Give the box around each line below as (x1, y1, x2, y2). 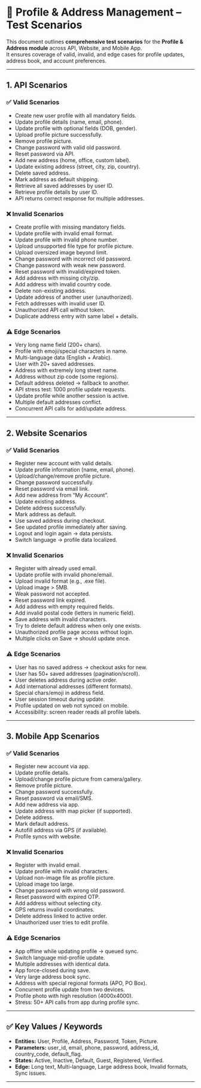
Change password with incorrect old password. (14, 255, 132, 262)
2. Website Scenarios (6, 428, 88, 438)
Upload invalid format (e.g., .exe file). (14, 577, 106, 585)
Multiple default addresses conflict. (14, 398, 103, 406)
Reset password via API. (14, 150, 75, 157)
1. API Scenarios (6, 80, 68, 91)
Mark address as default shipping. (14, 175, 99, 182)
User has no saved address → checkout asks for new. (14, 663, 148, 671)
